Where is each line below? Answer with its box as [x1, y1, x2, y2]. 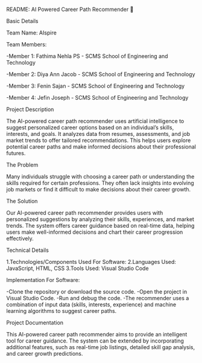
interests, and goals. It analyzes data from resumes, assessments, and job [6, 130, 191, 137]
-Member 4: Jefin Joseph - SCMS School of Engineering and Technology [6, 94, 189, 101]
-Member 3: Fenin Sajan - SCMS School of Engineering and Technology [6, 82, 185, 89]
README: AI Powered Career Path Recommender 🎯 [6, 6, 134, 13]
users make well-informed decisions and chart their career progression [6, 228, 183, 236]
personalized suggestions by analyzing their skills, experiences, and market [6, 216, 195, 223]
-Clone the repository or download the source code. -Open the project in [6, 288, 188, 295]
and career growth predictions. [6, 350, 83, 357]
